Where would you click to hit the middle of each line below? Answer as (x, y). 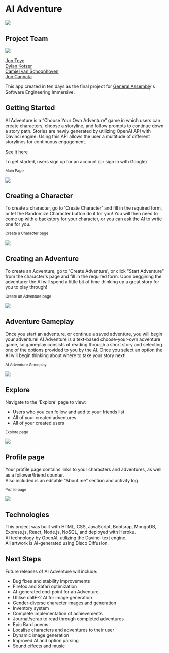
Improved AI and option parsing (45, 641)
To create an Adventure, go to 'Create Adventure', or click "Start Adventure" (85, 271)
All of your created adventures (44, 417)
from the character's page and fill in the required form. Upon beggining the (83, 276)
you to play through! (26, 287)
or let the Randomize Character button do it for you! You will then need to (82, 214)
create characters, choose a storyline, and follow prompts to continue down (84, 126)
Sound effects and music (39, 646)
